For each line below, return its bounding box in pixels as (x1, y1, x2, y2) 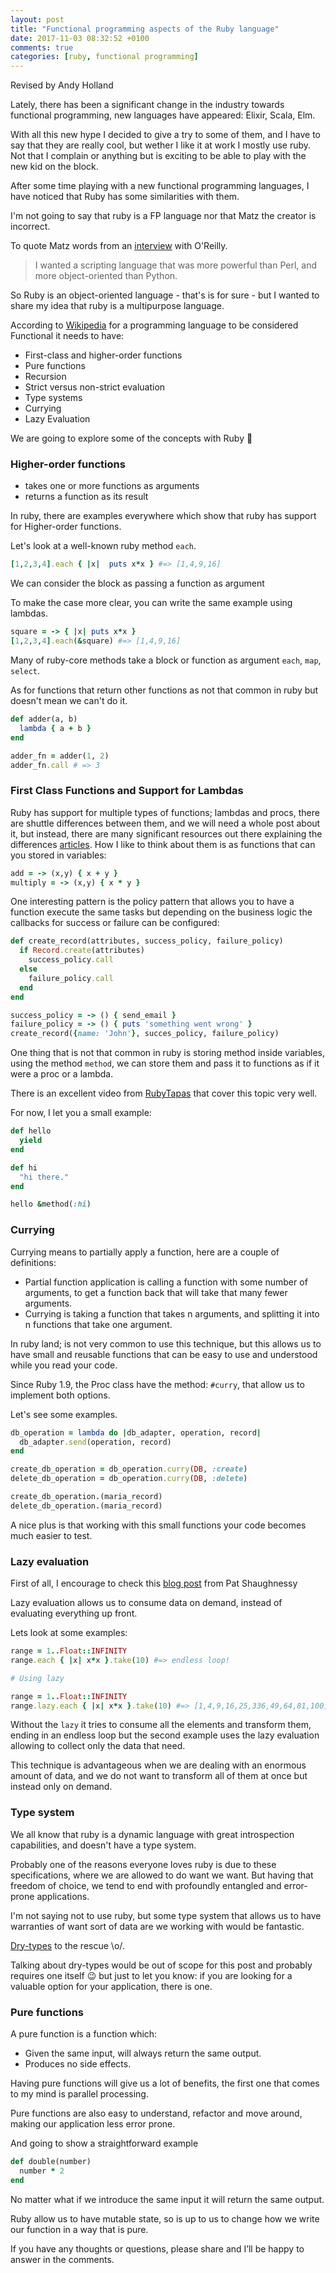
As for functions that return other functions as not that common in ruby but (10, 684, 319, 696)
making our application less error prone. (10, 2118, 176, 2130)
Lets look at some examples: (10, 1627, 128, 1639)
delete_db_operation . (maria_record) (10, 1501, 163, 1511)
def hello (10, 1126, 52, 1136)
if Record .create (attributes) (19, 946, 145, 956)
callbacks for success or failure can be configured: (10, 917, 220, 929)
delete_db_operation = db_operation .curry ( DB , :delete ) (10, 1474, 248, 1484)
